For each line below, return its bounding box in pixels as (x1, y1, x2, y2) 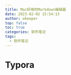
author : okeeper (5, 16, 38, 21)
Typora (5, 59, 35, 70)
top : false (5, 20, 27, 26)
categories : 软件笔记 (5, 30, 46, 34)
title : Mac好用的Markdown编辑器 (5, 7, 67, 12)
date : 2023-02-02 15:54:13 (5, 12, 60, 16)
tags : (5, 34, 16, 39)
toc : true (5, 25, 25, 30)
